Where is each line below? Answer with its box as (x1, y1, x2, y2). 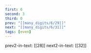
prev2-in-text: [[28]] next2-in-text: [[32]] (5, 43, 87, 48)
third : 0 (5, 16, 23, 21)
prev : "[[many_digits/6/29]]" (5, 20, 66, 26)
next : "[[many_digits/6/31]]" (5, 25, 66, 30)
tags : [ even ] (5, 29, 31, 34)
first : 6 (5, 7, 23, 12)
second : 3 (5, 12, 25, 16)
